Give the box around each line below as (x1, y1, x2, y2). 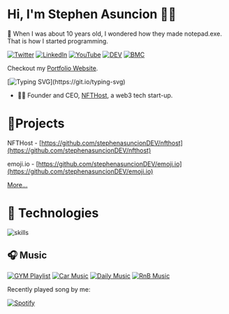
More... (7, 180, 28, 189)
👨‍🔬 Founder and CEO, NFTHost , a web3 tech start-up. (17, 91, 173, 99)
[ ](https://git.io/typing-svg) (7, 77, 126, 86)
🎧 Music (7, 250, 47, 262)
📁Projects (7, 115, 65, 131)
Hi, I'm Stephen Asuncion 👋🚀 (7, 6, 177, 22)
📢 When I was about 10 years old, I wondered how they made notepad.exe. (7, 29, 222, 38)
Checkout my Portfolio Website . (7, 64, 98, 72)
